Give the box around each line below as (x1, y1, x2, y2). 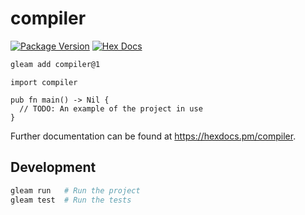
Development (10, 159, 97, 176)
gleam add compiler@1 (10, 59, 101, 69)
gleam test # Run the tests (10, 195, 132, 205)
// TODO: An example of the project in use (19, 103, 203, 114)
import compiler (10, 77, 78, 87)
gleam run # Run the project (10, 185, 141, 196)
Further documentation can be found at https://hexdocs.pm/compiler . (10, 130, 297, 142)
